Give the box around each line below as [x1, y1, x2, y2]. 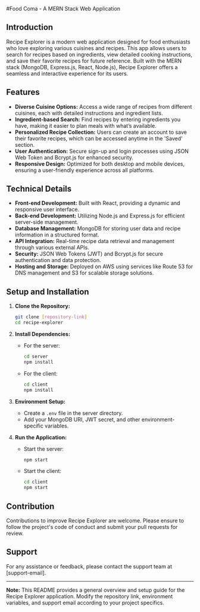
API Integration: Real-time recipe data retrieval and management [14, 238, 174, 245]
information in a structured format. [14, 231, 99, 238]
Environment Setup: [14, 398, 65, 405]
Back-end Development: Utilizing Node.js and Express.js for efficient [14, 212, 185, 220]
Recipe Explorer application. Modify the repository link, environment [6, 592, 173, 599]
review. [6, 530, 24, 537]
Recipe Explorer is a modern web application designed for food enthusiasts [6, 38, 190, 45]
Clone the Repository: [14, 303, 70, 310]
